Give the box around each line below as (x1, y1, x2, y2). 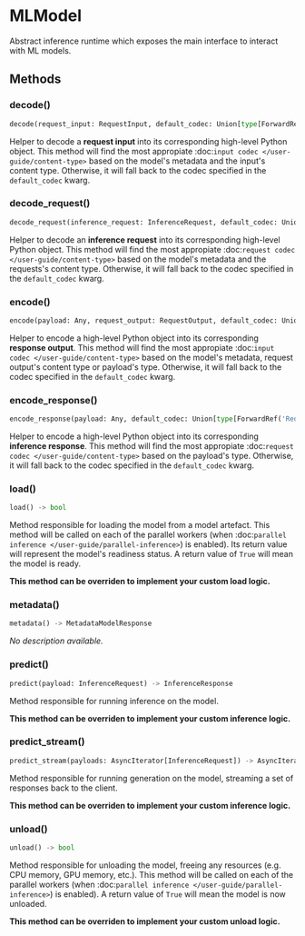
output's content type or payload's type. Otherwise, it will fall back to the (9, 361, 282, 373)
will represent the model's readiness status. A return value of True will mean (9, 549, 293, 560)
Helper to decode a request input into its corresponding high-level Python (9, 135, 288, 146)
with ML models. (9, 45, 72, 55)
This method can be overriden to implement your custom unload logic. (9, 915, 280, 927)
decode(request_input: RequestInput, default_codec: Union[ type (9, 119, 258, 128)
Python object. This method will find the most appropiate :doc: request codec (9, 244, 296, 254)
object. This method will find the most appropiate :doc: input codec (9, 145, 259, 156)
